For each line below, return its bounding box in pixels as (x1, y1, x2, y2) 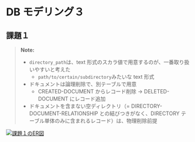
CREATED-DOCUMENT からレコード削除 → (37, 88, 143, 94)
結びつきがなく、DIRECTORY (109, 110, 180, 117)
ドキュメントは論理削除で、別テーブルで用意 (29, 80, 137, 87)
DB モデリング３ (6, 5, 85, 19)
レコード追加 (74, 95, 106, 102)
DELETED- (143, 88, 170, 94)
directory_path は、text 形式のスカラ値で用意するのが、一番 (29, 59, 175, 65)
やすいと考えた (34, 66, 71, 73)
